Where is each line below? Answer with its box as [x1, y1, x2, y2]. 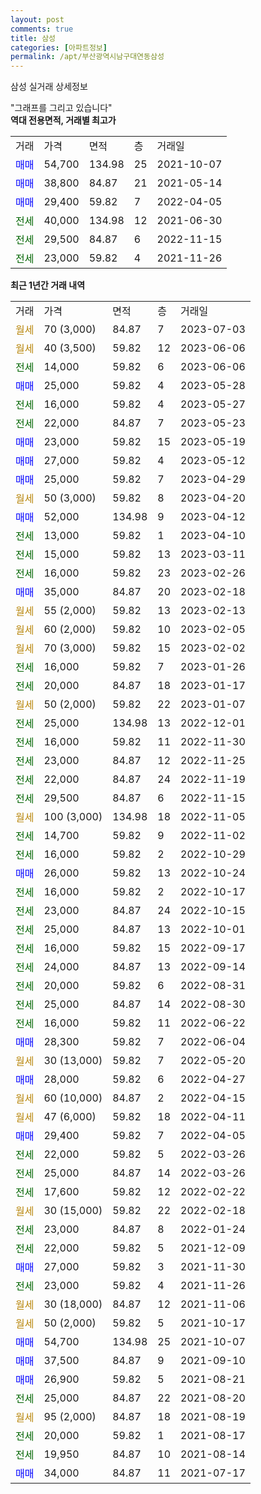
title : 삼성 [10, 33, 57, 43]
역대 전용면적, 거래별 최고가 [10, 114, 117, 126]
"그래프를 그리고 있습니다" [10, 102, 113, 114]
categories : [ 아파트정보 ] [10, 42, 108, 53]
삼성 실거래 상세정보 [10, 81, 88, 93]
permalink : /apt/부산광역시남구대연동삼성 [10, 52, 165, 62]
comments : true [10, 24, 74, 34]
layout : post [10, 14, 65, 25]
